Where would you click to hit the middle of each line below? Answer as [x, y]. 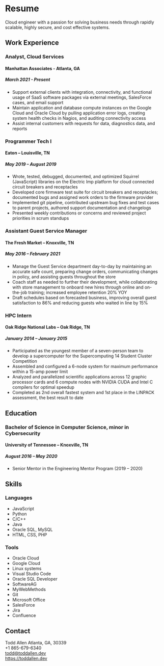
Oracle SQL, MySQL [32, 529]
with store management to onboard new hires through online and [78, 287]
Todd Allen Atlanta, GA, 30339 [36, 642]
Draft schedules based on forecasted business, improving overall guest [84, 297]
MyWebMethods [29, 589]
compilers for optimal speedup [43, 387]
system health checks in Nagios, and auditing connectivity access [79, 118]
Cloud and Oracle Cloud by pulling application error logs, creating [79, 113]
